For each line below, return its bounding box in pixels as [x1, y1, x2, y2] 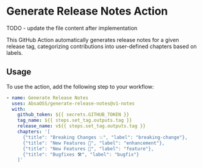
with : [12, 106, 26, 112]
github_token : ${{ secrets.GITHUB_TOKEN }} [17, 111, 130, 118]
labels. [6, 49, 23, 56]
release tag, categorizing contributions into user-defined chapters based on [6, 43, 197, 50]
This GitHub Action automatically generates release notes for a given [6, 36, 179, 43]
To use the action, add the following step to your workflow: [6, 83, 154, 90]
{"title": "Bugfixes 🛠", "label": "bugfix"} [22, 151, 140, 158]
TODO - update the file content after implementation [6, 24, 138, 32]
